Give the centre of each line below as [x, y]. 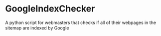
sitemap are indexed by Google [37, 27]
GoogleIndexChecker [50, 9]
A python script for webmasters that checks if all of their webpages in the [80, 22]
